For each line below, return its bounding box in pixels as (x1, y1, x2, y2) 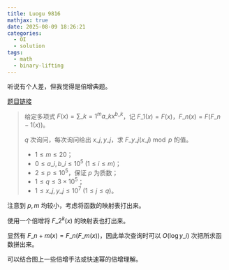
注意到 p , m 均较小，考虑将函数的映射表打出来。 (7, 201, 145, 209)
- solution (13, 43, 45, 50)
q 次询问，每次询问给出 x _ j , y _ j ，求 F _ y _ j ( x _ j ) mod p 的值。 (24, 135, 193, 144)
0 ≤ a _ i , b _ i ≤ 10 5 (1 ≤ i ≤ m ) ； (34, 158, 122, 167)
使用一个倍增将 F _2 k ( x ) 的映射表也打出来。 (7, 215, 130, 225)
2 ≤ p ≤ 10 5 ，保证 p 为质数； (34, 167, 119, 177)
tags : (7, 50, 23, 57)
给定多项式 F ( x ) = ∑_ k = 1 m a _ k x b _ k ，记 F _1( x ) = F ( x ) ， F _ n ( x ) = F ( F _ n (24, 111, 221, 121)
